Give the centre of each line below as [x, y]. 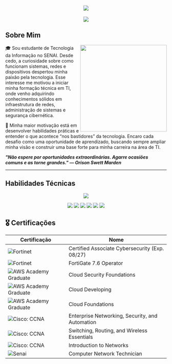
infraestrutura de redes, [30, 104]
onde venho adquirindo [30, 93]
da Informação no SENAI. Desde [39, 55]
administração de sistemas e [36, 110]
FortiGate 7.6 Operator [96, 263]
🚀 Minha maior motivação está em [41, 125]
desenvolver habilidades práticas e [42, 130]
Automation [82, 322]
